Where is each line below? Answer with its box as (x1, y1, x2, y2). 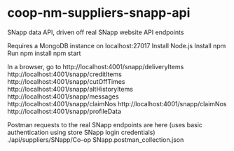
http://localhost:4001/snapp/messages (7, 92, 119, 101)
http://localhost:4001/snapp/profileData (7, 107, 121, 115)
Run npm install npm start (7, 49, 81, 57)
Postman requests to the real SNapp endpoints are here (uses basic (7, 120, 203, 129)
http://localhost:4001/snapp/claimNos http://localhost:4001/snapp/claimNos (7, 99, 227, 108)
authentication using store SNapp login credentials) (7, 128, 156, 136)
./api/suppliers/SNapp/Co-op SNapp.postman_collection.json (7, 135, 184, 144)
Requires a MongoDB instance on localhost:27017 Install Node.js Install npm (7, 41, 226, 50)
